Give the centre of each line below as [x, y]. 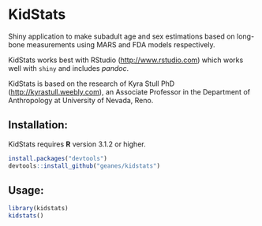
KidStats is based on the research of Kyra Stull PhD [92, 83]
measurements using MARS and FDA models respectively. [121, 44]
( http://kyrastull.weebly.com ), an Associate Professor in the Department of [129, 91]
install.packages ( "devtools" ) [58, 158]
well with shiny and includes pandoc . [68, 68]
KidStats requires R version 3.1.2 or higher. [77, 144]
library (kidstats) [38, 209]
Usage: [26, 190]
